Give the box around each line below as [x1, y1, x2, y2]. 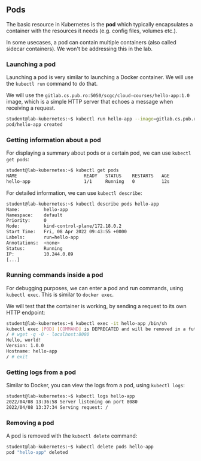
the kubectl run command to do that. [6, 80, 98, 88]
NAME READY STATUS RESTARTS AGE [6, 173, 170, 179]
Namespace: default [6, 212, 63, 218]
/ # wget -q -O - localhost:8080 [6, 332, 90, 338]
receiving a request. [6, 104, 56, 112]
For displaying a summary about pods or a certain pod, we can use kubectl [6, 149, 191, 156]
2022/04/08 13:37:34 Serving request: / [6, 404, 109, 410]
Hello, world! [6, 337, 42, 344]
